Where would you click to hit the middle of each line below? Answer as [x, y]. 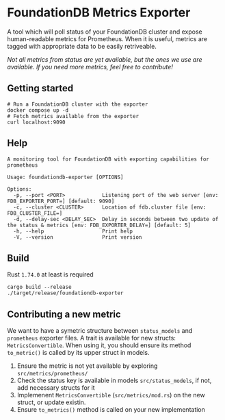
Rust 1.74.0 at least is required [50, 275]
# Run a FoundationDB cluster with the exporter [78, 104]
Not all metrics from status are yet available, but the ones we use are [105, 59]
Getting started [40, 88]
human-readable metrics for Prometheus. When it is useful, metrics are [107, 38]
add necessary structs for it [56, 388]
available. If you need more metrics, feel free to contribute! [90, 67]
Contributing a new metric [64, 314]
